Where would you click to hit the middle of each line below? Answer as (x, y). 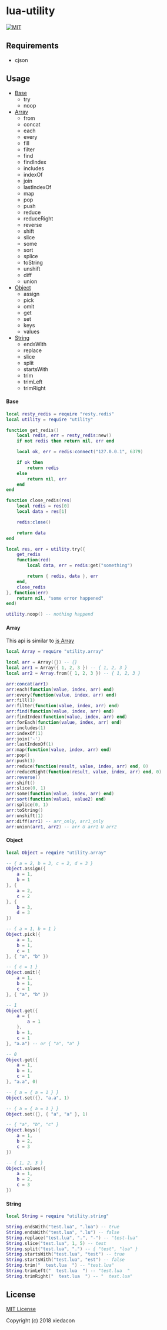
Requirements (32, 46)
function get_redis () (33, 430)
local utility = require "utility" (50, 420)
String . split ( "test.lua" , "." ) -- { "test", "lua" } (72, 1249)
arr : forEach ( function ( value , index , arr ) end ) (64, 722)
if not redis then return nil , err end (66, 441)
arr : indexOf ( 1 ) (25, 733)
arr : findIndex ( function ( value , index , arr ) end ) (67, 717)
